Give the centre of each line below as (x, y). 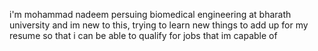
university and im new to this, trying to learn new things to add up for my (159, 25)
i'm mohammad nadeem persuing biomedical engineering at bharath (150, 14)
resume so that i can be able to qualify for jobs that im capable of (143, 35)
